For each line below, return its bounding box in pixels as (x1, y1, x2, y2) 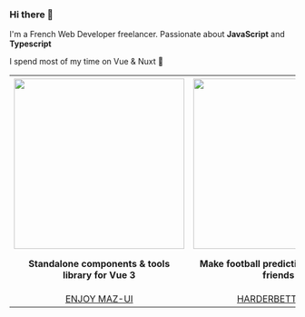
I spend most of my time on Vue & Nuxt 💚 (9, 56, 163, 67)
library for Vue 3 (63, 269, 136, 282)
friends (262, 269, 295, 282)
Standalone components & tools (28, 258, 171, 271)
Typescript (9, 38, 52, 49)
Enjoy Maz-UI (64, 292, 133, 305)
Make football (199, 258, 261, 271)
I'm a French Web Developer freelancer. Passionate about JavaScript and (9, 29, 286, 40)
